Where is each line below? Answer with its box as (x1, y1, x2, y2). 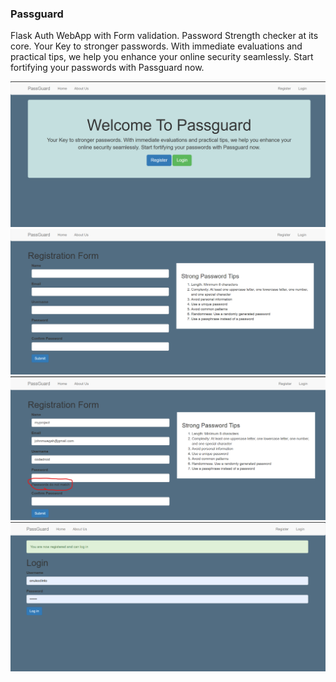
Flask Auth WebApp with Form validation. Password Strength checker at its (10, 30, 319, 42)
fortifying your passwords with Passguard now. (10, 62, 205, 74)
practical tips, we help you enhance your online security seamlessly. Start (10, 51, 314, 63)
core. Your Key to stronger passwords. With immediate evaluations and (10, 40, 303, 52)
